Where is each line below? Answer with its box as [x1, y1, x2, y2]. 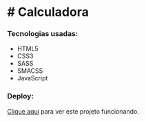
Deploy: [7, 91, 34, 101]
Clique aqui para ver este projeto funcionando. [7, 107, 139, 115]
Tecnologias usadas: [7, 29, 79, 39]
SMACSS [17, 67, 43, 75]
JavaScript [17, 74, 48, 82]
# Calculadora [7, 4, 90, 20]
